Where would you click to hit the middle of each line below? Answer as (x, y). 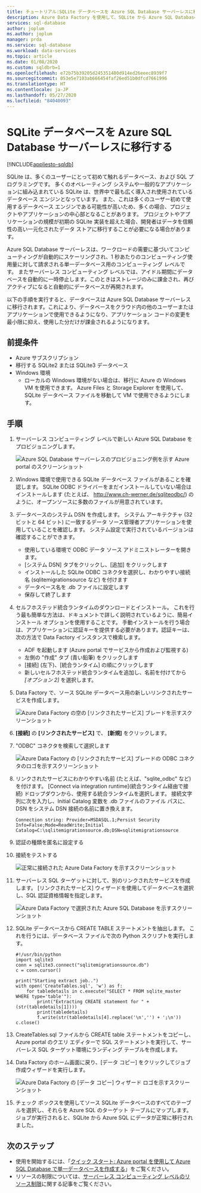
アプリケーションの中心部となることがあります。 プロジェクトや (101, 214)
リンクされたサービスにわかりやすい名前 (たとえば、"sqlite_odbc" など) (103, 779)
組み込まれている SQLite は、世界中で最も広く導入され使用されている (108, 192)
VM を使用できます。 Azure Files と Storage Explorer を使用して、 (105, 388)
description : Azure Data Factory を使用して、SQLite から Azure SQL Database (102, 17)
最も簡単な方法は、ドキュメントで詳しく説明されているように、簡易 (104, 615)
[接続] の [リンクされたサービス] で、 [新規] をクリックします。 (93, 733)
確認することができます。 (47, 537)
